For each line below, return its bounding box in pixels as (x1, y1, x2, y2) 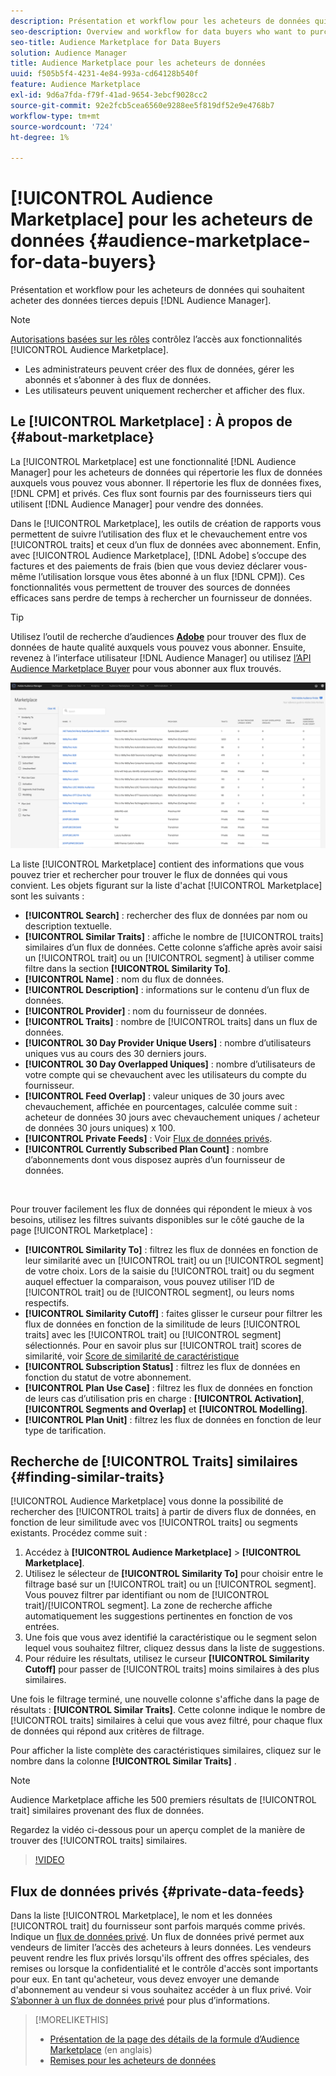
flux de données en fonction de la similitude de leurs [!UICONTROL (24, 1318, 301, 1330)
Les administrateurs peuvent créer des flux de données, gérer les (24, 363, 295, 375)
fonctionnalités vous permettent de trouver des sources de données (10, 581, 291, 593)
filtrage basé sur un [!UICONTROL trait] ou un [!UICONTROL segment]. (24, 1578, 317, 1590)
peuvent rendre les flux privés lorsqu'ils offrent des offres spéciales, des (10, 1952, 310, 1964)
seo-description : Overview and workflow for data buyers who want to (10, 26, 307, 37)
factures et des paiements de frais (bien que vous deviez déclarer (10, 560, 282, 572)
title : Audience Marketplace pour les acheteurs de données (10, 58, 267, 69)
